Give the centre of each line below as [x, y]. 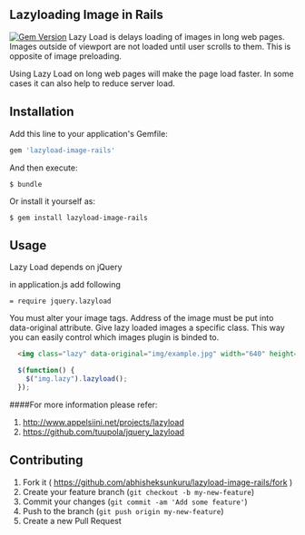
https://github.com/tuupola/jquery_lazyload [103, 432]
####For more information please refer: [84, 404]
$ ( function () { [46, 371]
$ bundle [26, 184]
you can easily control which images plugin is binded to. [114, 337]
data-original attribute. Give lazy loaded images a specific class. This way [148, 328]
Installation [42, 112]
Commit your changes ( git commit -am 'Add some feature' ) [135, 501]
